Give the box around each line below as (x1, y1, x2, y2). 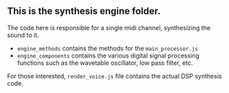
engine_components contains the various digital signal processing (17, 51, 199, 59)
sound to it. (7, 31, 39, 39)
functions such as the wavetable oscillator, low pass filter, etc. (17, 58, 193, 67)
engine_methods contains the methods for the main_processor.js (17, 44, 198, 52)
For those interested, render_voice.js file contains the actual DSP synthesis (7, 72, 222, 80)
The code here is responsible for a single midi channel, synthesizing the (7, 23, 211, 31)
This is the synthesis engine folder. (7, 5, 161, 17)
